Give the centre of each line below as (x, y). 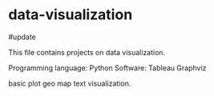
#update (22, 37)
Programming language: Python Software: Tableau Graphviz (107, 68)
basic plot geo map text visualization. (70, 83)
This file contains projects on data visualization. (87, 52)
